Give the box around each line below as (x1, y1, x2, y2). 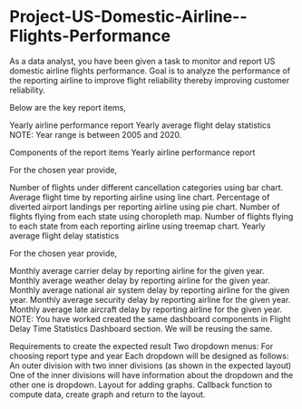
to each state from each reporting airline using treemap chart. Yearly (9, 220, 266, 231)
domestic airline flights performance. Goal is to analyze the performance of (9, 65, 291, 76)
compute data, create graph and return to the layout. (9, 388, 206, 400)
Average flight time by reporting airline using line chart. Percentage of (9, 191, 270, 202)
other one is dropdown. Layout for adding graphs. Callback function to (9, 379, 273, 390)
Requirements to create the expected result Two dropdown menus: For (9, 340, 274, 351)
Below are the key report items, (9, 102, 127, 112)
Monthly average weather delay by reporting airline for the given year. (9, 275, 270, 286)
